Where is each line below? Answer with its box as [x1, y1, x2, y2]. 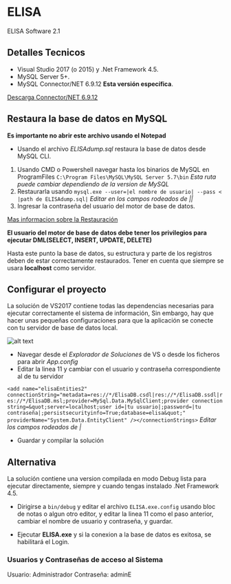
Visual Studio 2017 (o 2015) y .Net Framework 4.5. [16, 65, 159, 73]
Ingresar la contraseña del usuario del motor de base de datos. [16, 202, 196, 210]
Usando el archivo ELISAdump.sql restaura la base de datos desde [16, 144, 206, 153]
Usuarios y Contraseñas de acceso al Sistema [7, 555, 164, 565]
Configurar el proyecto [7, 283, 107, 295]
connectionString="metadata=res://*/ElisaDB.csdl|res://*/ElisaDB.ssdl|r [7, 391, 223, 399]
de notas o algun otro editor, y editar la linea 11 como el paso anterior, [16, 510, 214, 518]
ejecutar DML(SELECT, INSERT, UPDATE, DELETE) [7, 235, 153, 244]
